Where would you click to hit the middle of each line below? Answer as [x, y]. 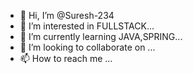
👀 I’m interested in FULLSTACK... [87, 26]
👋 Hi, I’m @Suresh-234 [67, 15]
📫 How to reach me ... [66, 58]
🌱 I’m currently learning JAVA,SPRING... [101, 36]
